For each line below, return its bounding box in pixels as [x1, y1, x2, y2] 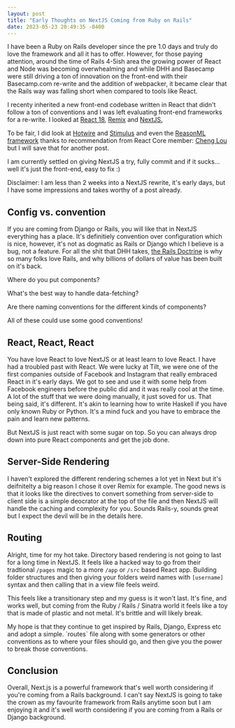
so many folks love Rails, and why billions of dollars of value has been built [7, 255, 222, 263]
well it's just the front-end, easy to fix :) [7, 165, 121, 174]
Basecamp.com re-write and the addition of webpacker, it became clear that [7, 80, 227, 88]
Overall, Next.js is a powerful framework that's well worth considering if [7, 683, 214, 692]
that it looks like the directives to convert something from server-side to [7, 489, 214, 498]
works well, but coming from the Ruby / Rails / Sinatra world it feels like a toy [7, 601, 228, 610]
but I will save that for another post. [7, 144, 110, 153]
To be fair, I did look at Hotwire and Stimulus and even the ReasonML [7, 129, 206, 137]
